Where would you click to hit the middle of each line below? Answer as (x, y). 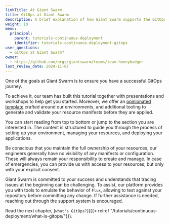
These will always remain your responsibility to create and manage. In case (83, 159)
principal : (21, 33)
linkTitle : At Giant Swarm (34, 10)
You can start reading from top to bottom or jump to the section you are (80, 122)
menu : (11, 29)
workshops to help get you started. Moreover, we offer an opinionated (78, 101)
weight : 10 (17, 24)
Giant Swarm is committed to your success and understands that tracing (81, 179)
